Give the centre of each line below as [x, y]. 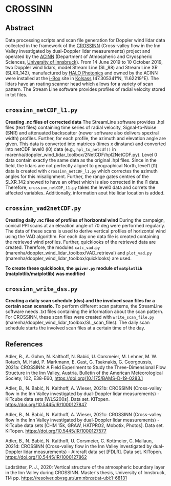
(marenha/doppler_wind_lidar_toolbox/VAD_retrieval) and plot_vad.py [79, 252]
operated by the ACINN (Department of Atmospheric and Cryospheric [79, 56]
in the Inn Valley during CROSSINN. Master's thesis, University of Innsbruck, [86, 473]
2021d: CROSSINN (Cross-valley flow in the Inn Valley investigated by [79, 446]
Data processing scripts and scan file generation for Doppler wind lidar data [85, 40]
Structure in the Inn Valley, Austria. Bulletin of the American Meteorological [84, 373]
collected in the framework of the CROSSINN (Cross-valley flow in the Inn [83, 46]
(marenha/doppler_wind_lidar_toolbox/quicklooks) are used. [69, 258]
